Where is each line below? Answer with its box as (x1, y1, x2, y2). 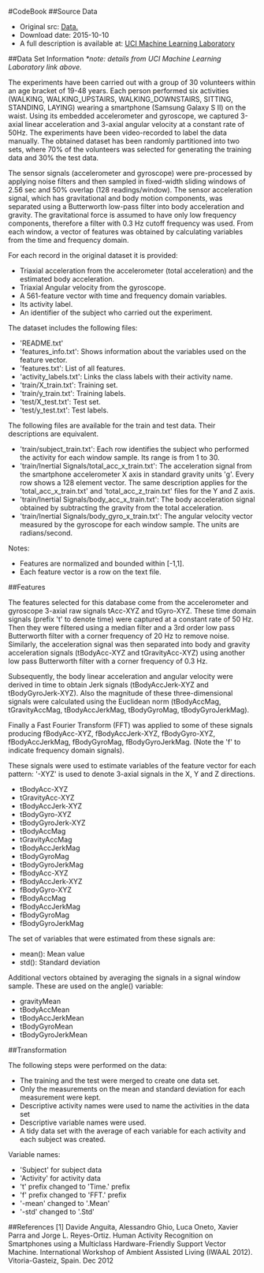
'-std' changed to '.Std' (19, 1207, 95, 1216)
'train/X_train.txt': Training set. (19, 380, 118, 390)
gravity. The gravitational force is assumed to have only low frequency (8, 211, 236, 219)
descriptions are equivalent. (8, 429, 99, 439)
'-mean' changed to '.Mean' (19, 1199, 110, 1208)
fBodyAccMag (19, 894, 66, 902)
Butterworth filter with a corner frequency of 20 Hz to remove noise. (8, 631, 230, 640)
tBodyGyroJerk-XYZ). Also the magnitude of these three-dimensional (8, 689, 233, 697)
